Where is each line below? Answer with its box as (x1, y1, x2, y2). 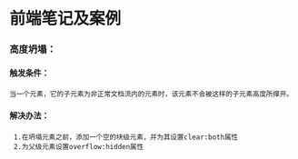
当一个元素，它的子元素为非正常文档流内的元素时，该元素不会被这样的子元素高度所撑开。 (9, 90, 293, 99)
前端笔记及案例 (9, 8, 122, 29)
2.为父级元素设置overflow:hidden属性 (13, 142, 144, 151)
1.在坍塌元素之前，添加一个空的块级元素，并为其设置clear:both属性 (13, 133, 239, 142)
